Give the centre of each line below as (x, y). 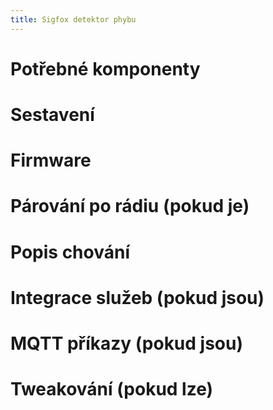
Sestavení (52, 115)
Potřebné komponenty (105, 68)
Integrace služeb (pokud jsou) (137, 297)
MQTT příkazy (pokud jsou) (127, 343)
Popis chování (70, 252)
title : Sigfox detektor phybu (73, 19)
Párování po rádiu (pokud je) (130, 206)
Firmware (51, 160)
